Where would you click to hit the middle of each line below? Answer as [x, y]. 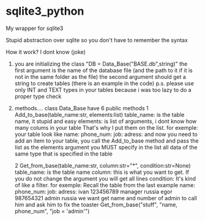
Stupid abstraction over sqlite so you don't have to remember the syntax [97, 40]
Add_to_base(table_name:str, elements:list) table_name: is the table [99, 114]
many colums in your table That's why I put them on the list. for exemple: [106, 127]
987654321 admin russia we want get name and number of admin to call [106, 198]
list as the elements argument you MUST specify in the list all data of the [106, 147]
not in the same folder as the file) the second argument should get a [100, 77]
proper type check [38, 96]
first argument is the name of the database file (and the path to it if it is [104, 70]
